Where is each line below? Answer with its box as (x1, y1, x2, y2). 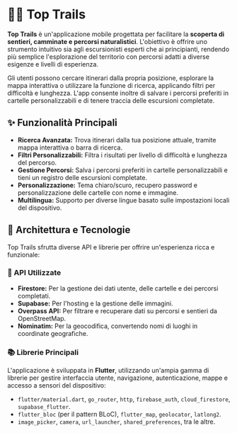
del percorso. (17, 158, 57, 167)
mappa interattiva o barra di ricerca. (17, 143, 122, 152)
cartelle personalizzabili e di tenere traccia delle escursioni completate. (7, 96, 215, 105)
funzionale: (7, 250, 40, 259)
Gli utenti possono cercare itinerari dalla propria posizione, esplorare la (7, 74, 214, 82)
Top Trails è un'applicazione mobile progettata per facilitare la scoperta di (7, 30, 225, 38)
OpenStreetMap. (17, 314, 67, 322)
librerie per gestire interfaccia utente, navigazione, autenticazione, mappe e (7, 373, 229, 382)
